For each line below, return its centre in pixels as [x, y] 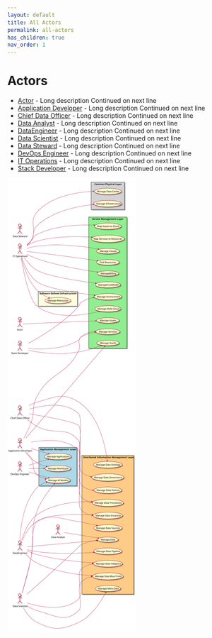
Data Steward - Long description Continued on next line [99, 146]
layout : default [31, 15]
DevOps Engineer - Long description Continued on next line [105, 153]
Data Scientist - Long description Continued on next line [99, 138]
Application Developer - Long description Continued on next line [111, 108]
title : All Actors [34, 22]
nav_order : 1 [26, 45]
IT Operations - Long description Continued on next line [99, 161]
